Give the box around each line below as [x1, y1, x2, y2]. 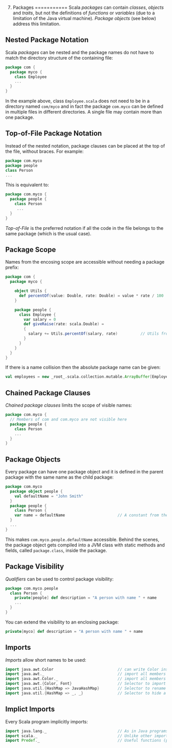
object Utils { [14, 288, 47, 294]
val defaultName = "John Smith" [14, 494, 83, 499]
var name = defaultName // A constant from [14, 513, 159, 518]
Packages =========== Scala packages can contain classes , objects [12, 5, 164, 10]
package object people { [10, 488, 63, 494]
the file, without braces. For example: [5, 148, 84, 154]
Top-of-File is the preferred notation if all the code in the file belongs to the [5, 225, 164, 231]
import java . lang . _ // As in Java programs [5, 728, 168, 734]
